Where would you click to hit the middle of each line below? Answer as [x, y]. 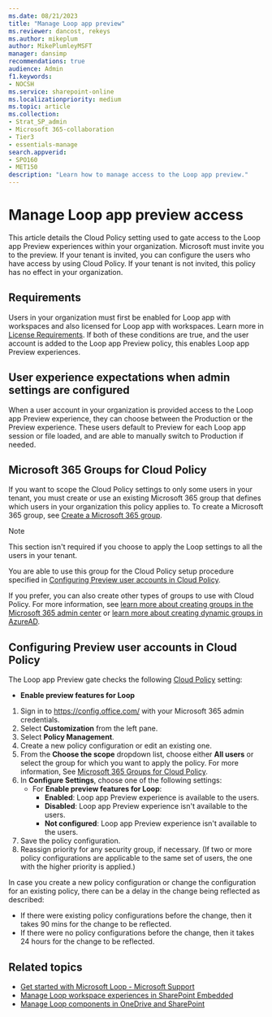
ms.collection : [34, 115]
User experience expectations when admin [119, 378]
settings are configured [69, 390]
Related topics [45, 967]
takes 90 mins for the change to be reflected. [96, 924]
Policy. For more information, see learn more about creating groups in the [131, 605]
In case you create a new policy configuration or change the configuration [132, 883]
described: [26, 900]
